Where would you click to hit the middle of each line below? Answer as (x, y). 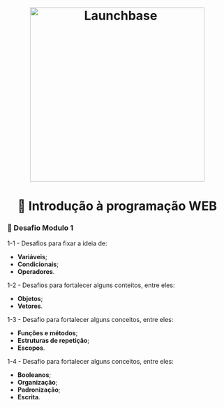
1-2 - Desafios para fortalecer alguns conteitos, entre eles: (91, 285)
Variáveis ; (32, 256)
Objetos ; (30, 298)
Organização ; (37, 382)
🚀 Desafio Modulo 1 (40, 228)
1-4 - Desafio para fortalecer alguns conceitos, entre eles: (91, 361)
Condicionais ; (38, 264)
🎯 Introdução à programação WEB (117, 206)
